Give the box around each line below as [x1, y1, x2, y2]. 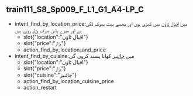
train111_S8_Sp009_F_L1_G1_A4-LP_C [6, 5, 144, 15]
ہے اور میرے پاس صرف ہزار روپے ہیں [14, 26, 82, 34]
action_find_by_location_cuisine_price [23, 77, 114, 84]
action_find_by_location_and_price [23, 46, 106, 53]
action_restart [23, 84, 57, 91]
